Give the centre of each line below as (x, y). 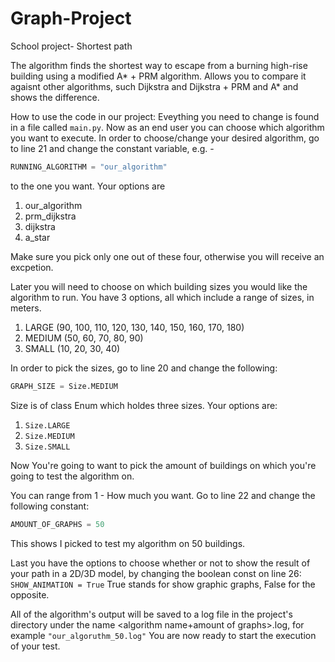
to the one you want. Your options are (88, 186)
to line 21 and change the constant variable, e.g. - (112, 148)
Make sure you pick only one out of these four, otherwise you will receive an (167, 256)
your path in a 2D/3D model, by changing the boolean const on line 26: (156, 573)
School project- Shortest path (71, 46)
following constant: (50, 506)
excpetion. (32, 267)
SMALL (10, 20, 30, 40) (72, 348)
